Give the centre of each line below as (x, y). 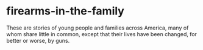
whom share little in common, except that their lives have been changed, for (101, 34)
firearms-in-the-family (66, 11)
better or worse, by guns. (38, 40)
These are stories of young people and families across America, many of (98, 28)
